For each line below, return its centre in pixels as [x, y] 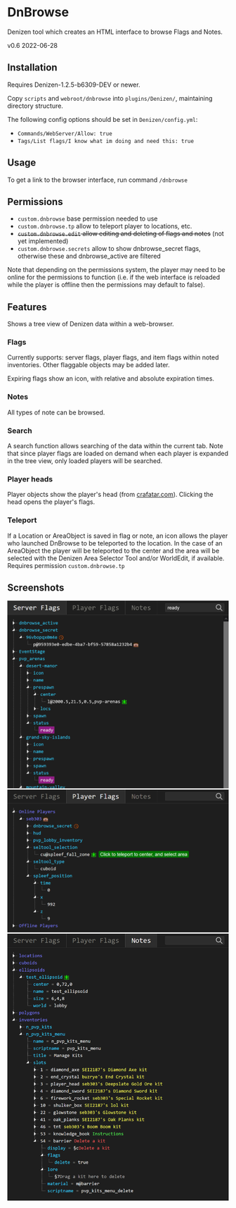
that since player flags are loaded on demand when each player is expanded [118, 454]
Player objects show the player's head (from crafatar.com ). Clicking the [110, 495]
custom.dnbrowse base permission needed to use [87, 218]
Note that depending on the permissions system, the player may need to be [117, 270]
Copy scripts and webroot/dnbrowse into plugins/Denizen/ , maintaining [110, 98]
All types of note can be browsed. [56, 412]
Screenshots [36, 588]
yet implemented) [43, 241]
